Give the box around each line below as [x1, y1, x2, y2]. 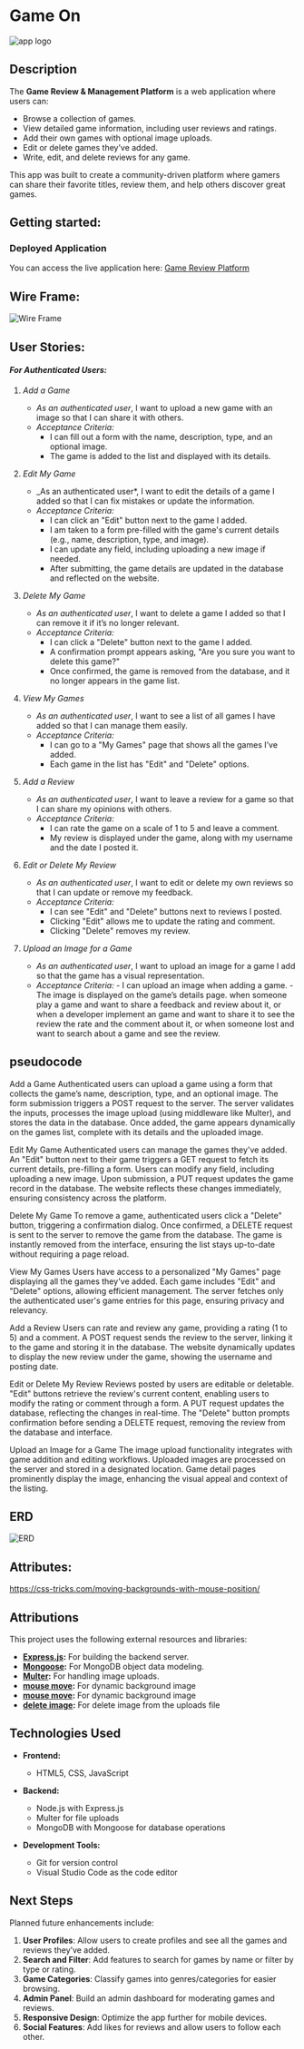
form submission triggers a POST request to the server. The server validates [9, 1097, 295, 1108]
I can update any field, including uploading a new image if [49, 544, 266, 554]
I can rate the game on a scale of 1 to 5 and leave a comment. [49, 822, 279, 833]
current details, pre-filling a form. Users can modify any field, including [9, 1163, 275, 1174]
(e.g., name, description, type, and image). [49, 534, 210, 544]
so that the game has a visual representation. [35, 970, 205, 981]
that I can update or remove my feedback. [35, 887, 193, 897]
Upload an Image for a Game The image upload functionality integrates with [9, 1444, 293, 1455]
